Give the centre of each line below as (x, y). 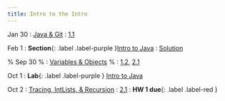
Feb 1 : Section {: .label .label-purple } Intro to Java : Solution (95, 48)
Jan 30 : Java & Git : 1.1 (41, 34)
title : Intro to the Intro (47, 14)
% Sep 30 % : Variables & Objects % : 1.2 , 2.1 (74, 62)
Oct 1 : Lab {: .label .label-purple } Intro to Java (75, 75)
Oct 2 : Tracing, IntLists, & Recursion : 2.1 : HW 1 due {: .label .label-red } (112, 89)
